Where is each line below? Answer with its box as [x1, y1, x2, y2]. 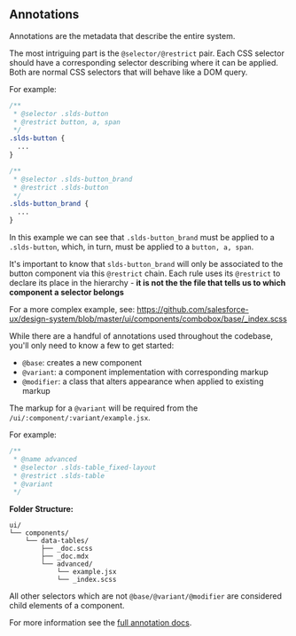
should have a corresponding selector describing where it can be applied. [9, 57, 279, 67]
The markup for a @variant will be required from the [9, 403, 199, 413]
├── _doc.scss [41, 545, 93, 554]
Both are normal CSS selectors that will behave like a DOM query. [9, 67, 248, 77]
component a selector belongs [9, 287, 124, 298]
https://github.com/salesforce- [136, 304, 250, 315]
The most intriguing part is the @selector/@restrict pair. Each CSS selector [9, 48, 285, 59]
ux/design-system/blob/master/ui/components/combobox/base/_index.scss [9, 314, 288, 325]
